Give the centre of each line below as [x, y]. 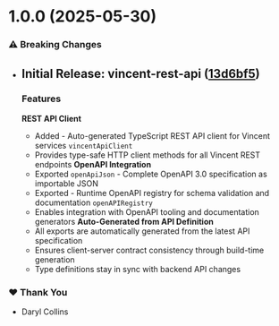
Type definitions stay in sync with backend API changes [138, 269]
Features [41, 99]
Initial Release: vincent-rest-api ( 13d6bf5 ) [140, 73]
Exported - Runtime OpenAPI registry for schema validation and [152, 193]
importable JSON [67, 183]
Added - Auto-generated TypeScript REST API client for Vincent [152, 135]
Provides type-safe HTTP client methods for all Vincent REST [148, 155]
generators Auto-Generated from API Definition [124, 221]
